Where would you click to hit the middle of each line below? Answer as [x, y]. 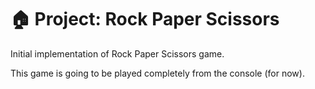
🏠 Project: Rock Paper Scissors [145, 19]
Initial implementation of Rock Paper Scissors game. [117, 53]
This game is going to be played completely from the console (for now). [157, 73]
